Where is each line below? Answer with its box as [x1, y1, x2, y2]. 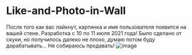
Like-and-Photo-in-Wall [6, 4, 126, 18]
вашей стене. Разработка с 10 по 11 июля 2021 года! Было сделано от [6, 29, 182, 36]
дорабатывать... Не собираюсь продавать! [6, 42, 115, 49]
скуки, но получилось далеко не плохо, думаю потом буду [6, 36, 155, 43]
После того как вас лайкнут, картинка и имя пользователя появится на [6, 23, 187, 30]
